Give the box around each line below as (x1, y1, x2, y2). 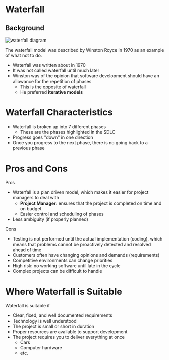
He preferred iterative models (20, 89, 83, 95)
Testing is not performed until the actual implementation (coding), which (12, 235, 163, 242)
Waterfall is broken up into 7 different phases (12, 123, 106, 130)
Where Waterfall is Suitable (5, 286, 122, 297)
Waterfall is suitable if (5, 302, 50, 308)
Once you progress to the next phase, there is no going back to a (12, 139, 148, 145)
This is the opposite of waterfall (20, 84, 86, 90)
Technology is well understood (12, 317, 77, 324)
